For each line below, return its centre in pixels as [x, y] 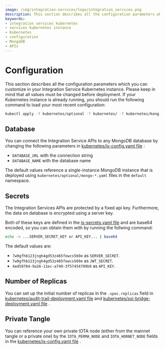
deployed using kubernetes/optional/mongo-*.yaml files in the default [76, 175]
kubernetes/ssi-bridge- [127, 298]
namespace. [18, 181]
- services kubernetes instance [38, 28]
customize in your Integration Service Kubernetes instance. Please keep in [80, 89]
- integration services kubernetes [41, 23]
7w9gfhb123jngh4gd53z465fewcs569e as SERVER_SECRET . [66, 255]
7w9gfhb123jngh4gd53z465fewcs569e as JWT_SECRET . [63, 261]
